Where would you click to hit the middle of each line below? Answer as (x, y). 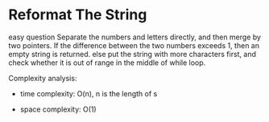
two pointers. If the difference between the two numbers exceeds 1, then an (134, 45)
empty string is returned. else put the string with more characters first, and (132, 54)
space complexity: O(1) (58, 109)
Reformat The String (78, 15)
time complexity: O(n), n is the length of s (89, 93)
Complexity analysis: (43, 78)
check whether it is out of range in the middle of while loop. (107, 63)
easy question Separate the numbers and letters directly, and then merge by (135, 37)
